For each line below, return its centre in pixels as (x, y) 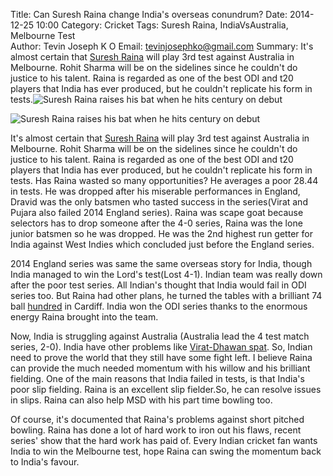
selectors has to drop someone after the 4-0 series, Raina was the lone (156, 223)
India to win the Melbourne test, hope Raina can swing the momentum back (166, 451)
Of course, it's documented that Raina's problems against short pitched (157, 419)
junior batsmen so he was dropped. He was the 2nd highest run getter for (161, 233)
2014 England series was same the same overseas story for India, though (161, 263)
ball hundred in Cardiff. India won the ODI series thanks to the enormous (159, 306)
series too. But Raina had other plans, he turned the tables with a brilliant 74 (166, 295)
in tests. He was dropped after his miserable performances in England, (155, 191)
